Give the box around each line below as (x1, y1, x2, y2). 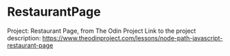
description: (7, 33, 41, 42)
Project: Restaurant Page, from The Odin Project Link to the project (7, 27, 196, 35)
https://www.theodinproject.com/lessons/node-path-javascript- (42, 33, 223, 42)
